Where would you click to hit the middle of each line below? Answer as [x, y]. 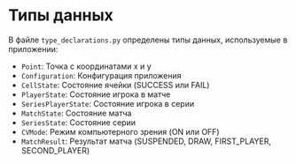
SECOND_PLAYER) [55, 150]
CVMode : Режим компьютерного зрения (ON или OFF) [120, 131]
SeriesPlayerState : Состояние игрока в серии [108, 103]
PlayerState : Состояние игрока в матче [96, 94]
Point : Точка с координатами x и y [86, 66]
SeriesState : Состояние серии [78, 122]
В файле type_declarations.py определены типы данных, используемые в [148, 40]
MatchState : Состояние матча [76, 113]
